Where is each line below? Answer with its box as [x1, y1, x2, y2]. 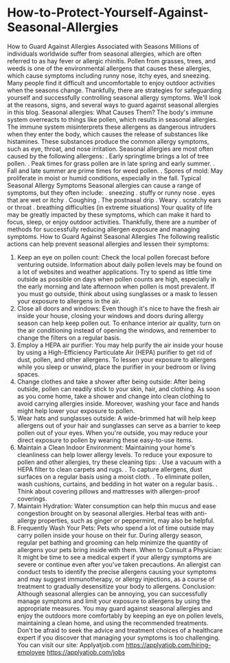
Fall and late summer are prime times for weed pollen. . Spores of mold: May [7, 167, 223, 175]
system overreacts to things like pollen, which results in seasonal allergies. [7, 115, 218, 123]
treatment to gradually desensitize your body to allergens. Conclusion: [16, 582, 216, 590]
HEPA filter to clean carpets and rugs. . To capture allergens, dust [16, 465, 203, 473]
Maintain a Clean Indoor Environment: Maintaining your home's [16, 443, 196, 452]
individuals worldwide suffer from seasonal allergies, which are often [7, 50, 202, 58]
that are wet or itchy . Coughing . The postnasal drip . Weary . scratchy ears [7, 196, 222, 204]
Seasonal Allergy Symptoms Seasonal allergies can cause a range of [7, 181, 201, 189]
